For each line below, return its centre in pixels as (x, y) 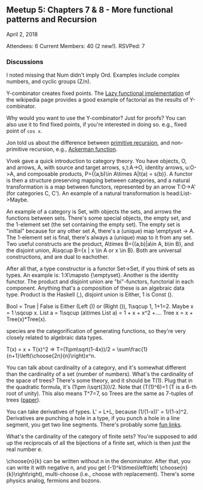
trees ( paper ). (24, 400)
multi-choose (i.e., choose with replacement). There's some (120, 474)
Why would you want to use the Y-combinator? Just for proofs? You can (96, 118)
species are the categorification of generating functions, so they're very (96, 331)
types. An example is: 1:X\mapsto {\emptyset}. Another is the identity (92, 275)
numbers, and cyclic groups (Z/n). (49, 82)
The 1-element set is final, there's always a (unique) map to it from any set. (99, 237)
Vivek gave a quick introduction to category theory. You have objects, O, (97, 161)
